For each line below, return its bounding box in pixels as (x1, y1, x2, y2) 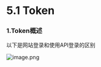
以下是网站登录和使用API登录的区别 (6, 41, 96, 49)
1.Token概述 (6, 27, 43, 35)
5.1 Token (6, 4, 55, 18)
